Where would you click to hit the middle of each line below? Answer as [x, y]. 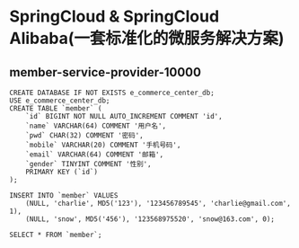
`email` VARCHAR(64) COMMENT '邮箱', [95, 155]
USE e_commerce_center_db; [60, 101]
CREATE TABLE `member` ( [56, 109]
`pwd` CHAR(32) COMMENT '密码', [84, 136]
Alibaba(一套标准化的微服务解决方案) [147, 39]
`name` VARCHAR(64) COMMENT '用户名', [96, 126]
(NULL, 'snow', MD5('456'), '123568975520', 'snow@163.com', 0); [150, 219]
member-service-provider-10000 [106, 72]
